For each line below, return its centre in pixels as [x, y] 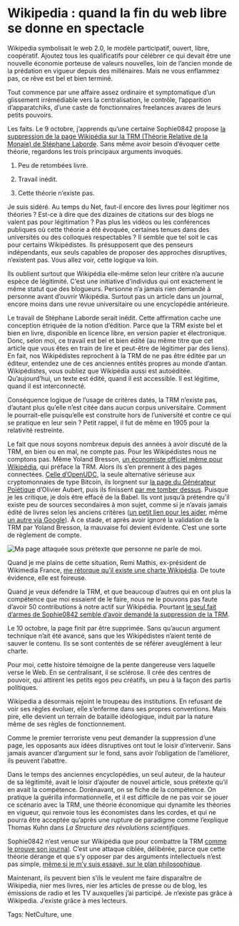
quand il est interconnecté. [47, 386]
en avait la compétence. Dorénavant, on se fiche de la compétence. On [112, 789]
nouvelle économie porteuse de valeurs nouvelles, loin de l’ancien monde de [120, 63]
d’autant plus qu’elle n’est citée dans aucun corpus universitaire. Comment [117, 407]
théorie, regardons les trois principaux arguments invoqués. [95, 151]
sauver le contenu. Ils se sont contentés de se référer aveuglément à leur [115, 643]
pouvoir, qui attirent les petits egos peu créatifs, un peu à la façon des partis [119, 680]
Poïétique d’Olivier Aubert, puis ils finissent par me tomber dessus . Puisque [118, 489]
